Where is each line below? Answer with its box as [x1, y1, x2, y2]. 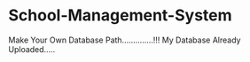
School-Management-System [8, 5, 232, 26]
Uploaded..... [8, 43, 56, 54]
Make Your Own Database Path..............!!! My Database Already [8, 35, 241, 45]
